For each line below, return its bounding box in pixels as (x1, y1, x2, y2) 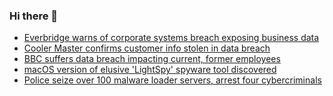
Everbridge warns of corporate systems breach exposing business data (23, 32, 320, 44)
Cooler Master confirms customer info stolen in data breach (23, 42, 271, 54)
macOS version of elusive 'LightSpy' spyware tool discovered (23, 64, 277, 76)
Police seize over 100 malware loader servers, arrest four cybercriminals (23, 74, 322, 86)
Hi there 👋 (9, 9, 59, 23)
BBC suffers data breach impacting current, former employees (23, 53, 281, 65)
